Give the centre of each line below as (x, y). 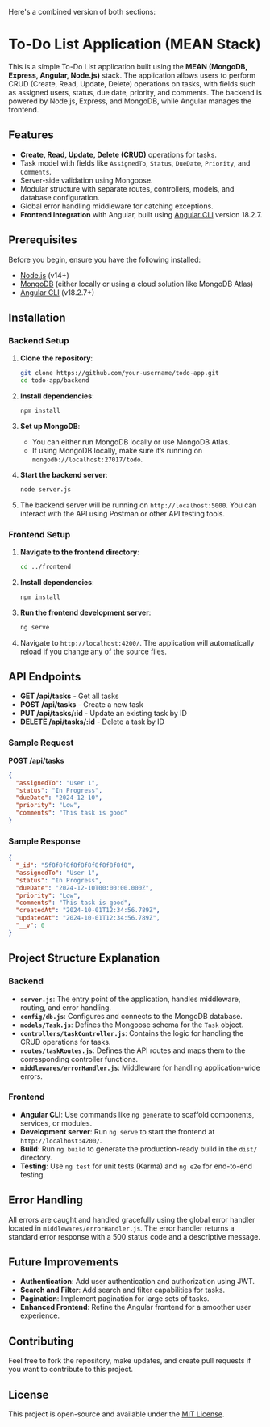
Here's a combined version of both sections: (82, 12)
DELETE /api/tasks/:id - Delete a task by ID (92, 722)
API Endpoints (45, 677)
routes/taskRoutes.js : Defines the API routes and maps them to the (133, 1050)
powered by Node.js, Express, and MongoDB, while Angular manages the (130, 101)
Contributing (41, 1341)
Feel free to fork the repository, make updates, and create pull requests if (130, 1361)
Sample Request (41, 743)
